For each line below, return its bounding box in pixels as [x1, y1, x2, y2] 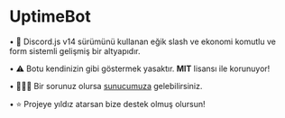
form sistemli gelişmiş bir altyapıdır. [9, 45, 142, 56]
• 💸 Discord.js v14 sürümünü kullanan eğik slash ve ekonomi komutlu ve [9, 36, 277, 47]
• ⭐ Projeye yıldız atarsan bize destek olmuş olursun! [9, 98, 206, 109]
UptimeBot [9, 6, 92, 27]
